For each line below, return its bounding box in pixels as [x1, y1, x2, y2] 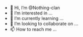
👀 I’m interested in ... [10, 10, 53, 16]
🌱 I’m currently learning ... [10, 15, 64, 21]
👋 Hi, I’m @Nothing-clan [10, 5, 60, 10]
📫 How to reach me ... [10, 26, 57, 32]
